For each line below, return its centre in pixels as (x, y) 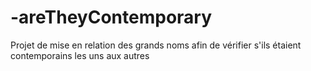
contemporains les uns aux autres (80, 55)
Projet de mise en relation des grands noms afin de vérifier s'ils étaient (156, 45)
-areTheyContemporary (111, 17)
